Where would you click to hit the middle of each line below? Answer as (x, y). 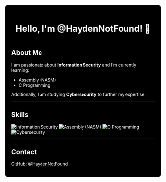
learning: (21, 70)
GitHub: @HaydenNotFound (40, 164)
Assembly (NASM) (37, 80)
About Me (27, 53)
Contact (24, 152)
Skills (20, 115)
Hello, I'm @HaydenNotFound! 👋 (83, 29)
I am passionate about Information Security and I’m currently (74, 65)
